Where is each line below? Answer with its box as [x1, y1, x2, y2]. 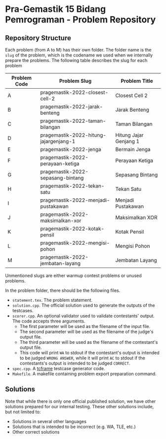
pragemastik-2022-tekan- [40, 182, 105, 189]
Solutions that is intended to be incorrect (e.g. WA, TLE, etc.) [12, 424, 136, 430]
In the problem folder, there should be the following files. [5, 287, 121, 293]
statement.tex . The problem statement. [12, 297, 93, 303]
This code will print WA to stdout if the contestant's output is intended [19, 350, 160, 355]
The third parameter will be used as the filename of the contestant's [19, 339, 158, 345]
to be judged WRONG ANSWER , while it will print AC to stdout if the [19, 355, 145, 361]
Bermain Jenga [115, 146, 151, 153]
